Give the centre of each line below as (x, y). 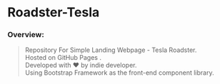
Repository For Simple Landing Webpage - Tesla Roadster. (111, 50)
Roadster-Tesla (54, 12)
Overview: (26, 35)
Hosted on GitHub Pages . (63, 58)
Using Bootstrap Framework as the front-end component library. (119, 73)
